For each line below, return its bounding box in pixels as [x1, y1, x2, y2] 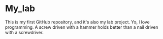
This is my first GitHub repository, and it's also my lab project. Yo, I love [5, 19, 150, 25]
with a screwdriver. [5, 29, 44, 35]
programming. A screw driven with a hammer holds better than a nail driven [5, 24, 159, 30]
